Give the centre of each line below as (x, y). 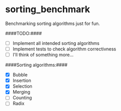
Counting (22, 98)
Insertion (22, 80)
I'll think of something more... (43, 55)
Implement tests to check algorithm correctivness (64, 49)
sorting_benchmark (48, 9)
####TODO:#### (24, 33)
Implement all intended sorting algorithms (56, 43)
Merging (21, 92)
